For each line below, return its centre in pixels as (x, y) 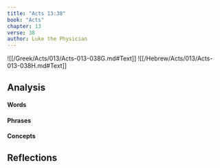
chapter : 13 (24, 26)
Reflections (32, 157)
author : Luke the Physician (47, 39)
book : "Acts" (26, 20)
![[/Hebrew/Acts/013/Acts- (175, 58)
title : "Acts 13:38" (37, 13)
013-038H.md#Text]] (37, 66)
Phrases (19, 120)
